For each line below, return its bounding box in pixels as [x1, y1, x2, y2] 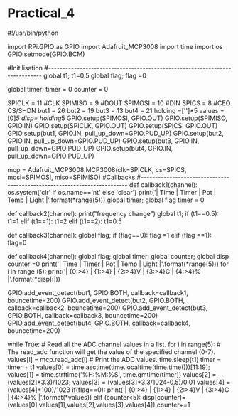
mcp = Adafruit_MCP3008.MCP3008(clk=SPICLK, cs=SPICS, [7, 165, 187, 174]
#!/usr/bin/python [7, 28, 59, 37]
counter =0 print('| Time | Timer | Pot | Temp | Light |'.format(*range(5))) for [7, 260, 229, 268]
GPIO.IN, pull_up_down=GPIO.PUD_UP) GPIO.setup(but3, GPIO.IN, [7, 137, 200, 145]
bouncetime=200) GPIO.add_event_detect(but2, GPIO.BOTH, [7, 296, 185, 304]
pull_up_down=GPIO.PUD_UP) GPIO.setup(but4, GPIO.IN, [7, 144, 173, 152]
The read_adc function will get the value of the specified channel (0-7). [7, 347, 215, 356]
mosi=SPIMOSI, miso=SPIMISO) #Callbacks [7, 173, 136, 181]
